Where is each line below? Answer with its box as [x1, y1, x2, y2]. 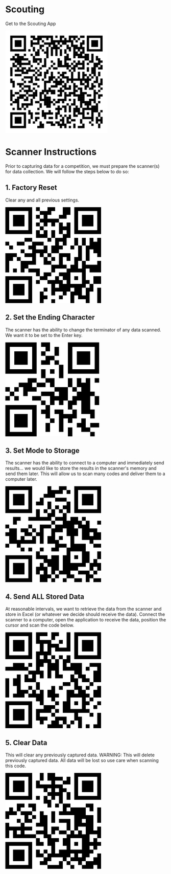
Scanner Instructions [5, 146, 97, 158]
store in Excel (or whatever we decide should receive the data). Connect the [5, 611, 165, 617]
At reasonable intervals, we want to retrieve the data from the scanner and [5, 606, 162, 612]
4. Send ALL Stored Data [5, 592, 84, 601]
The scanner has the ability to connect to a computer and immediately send [5, 460, 164, 466]
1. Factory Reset [5, 183, 57, 192]
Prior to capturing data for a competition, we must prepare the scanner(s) [5, 163, 160, 169]
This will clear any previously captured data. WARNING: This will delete [5, 752, 155, 758]
